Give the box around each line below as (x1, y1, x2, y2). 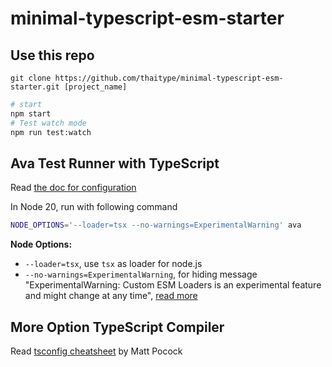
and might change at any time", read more (24, 290, 198, 302)
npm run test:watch (10, 127, 92, 137)
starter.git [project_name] (10, 82, 128, 92)
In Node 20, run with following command (10, 201, 178, 213)
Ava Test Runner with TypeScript (10, 155, 220, 172)
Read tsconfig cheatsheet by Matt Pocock (10, 345, 183, 357)
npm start (10, 108, 52, 119)
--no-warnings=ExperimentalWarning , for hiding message (24, 268, 258, 281)
